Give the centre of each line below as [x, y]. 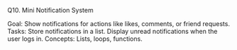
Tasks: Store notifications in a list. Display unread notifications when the [112, 31]
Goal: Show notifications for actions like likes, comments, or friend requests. [119, 24]
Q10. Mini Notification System [50, 10]
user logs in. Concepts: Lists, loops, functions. [75, 39]
